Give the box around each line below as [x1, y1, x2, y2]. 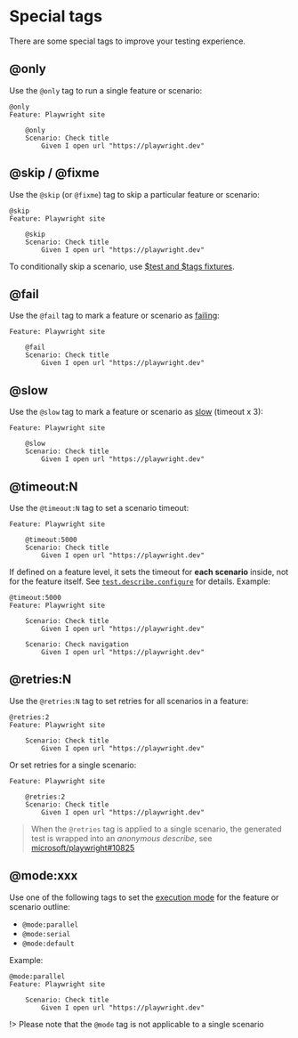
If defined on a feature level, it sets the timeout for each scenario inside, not [9, 567, 289, 577]
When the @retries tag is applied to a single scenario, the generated [30, 823, 282, 834]
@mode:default [21, 939, 75, 948]
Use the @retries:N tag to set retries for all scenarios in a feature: [9, 695, 249, 706]
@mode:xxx [9, 868, 78, 883]
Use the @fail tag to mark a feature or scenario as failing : [9, 310, 220, 321]
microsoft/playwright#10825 [30, 842, 135, 853]
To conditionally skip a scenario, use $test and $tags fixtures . [9, 261, 235, 272]
